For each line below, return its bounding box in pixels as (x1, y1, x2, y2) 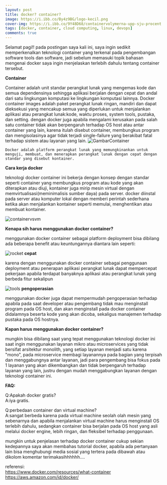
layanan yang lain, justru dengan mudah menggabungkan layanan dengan (5, 368, 157, 373)
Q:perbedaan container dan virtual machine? (5, 407, 97, 413)
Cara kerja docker (5, 165, 43, 171)
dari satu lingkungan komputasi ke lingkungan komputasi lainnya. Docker (5, 95, 155, 101)
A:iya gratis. (5, 398, 30, 403)
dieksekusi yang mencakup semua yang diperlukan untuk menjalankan (5, 106, 151, 112)
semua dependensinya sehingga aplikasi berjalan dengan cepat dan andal (5, 90, 158, 96)
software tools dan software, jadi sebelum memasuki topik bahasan (5, 55, 144, 60)
